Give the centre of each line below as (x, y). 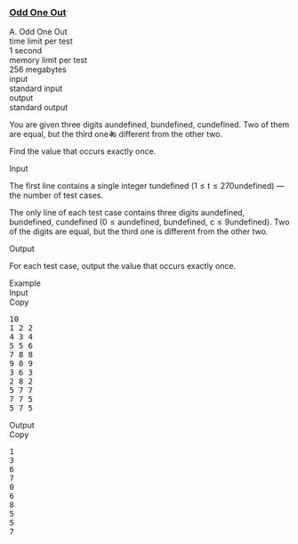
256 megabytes (38, 69)
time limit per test (41, 41)
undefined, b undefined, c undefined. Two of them (199, 125)
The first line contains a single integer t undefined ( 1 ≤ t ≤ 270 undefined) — (147, 186)
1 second (26, 51)
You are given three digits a (59, 125)
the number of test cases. (56, 195)
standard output (39, 108)
